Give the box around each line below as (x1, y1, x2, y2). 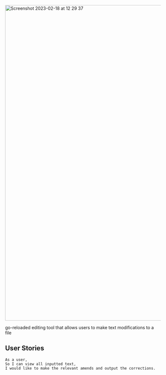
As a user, (5, 357, 28, 362)
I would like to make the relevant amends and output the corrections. (5, 366, 156, 371)
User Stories (5, 344, 44, 352)
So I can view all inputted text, (5, 361, 77, 367)
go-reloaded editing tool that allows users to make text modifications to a (5, 325, 154, 330)
